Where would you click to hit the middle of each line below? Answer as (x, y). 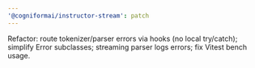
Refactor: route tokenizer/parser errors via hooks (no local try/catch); (123, 38)
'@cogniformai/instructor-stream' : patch (79, 16)
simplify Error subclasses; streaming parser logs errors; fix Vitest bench (127, 47)
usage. (19, 55)
